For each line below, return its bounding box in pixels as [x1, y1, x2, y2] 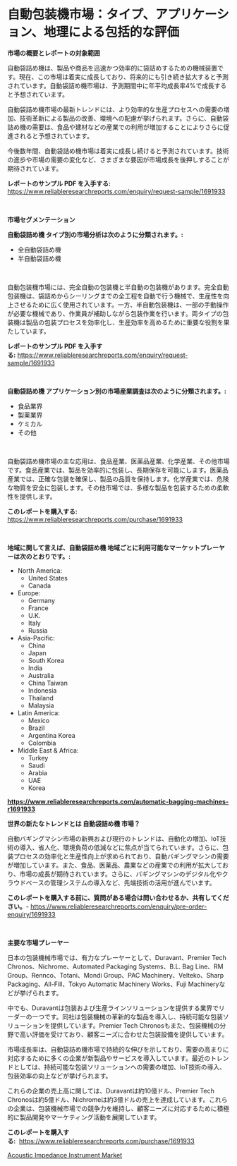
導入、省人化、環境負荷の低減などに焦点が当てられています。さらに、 [19, 843, 223, 851]
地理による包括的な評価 [43, 24, 180, 40]
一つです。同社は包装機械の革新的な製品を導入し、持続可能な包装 [31, 1012, 224, 1021]
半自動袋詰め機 [17, 254, 61, 262]
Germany [28, 596, 55, 605]
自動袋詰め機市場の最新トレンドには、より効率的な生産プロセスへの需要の [7, 105, 224, 114]
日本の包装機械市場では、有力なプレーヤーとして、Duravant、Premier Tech [7, 953, 227, 961]
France [28, 604, 49, 612]
